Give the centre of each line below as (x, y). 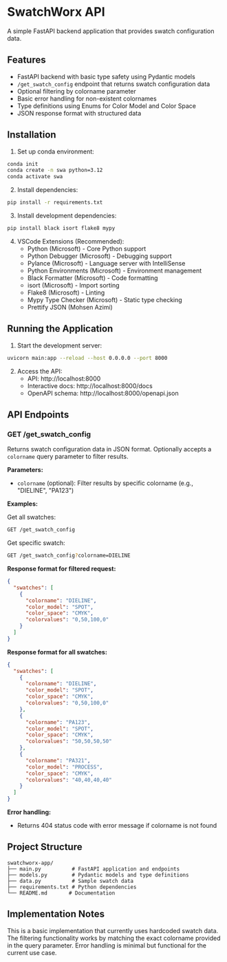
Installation (32, 135)
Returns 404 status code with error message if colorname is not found (117, 826)
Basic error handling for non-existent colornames (87, 98)
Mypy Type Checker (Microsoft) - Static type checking (105, 299)
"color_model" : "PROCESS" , (64, 767)
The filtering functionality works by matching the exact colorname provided (114, 938)
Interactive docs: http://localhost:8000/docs (90, 385)
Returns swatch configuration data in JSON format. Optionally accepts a (109, 449)
